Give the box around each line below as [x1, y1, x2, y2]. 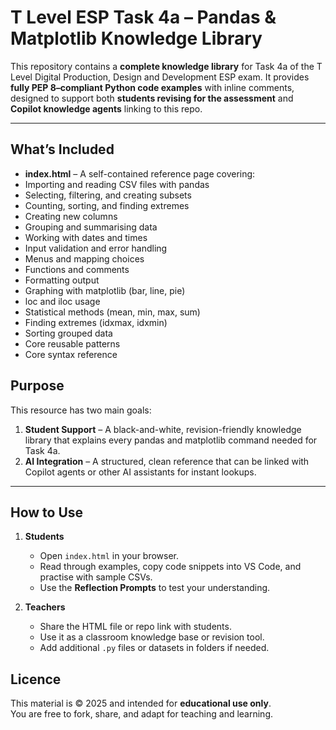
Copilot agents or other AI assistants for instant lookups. [24, 466, 257, 478]
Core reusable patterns [24, 337, 121, 350]
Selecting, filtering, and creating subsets [24, 189, 192, 201]
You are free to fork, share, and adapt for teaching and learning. [10, 708, 274, 720]
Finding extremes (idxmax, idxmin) [24, 316, 168, 328]
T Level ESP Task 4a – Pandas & [10, 6, 277, 29]
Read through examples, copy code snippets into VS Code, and [39, 561, 302, 573]
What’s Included [10, 141, 115, 158]
